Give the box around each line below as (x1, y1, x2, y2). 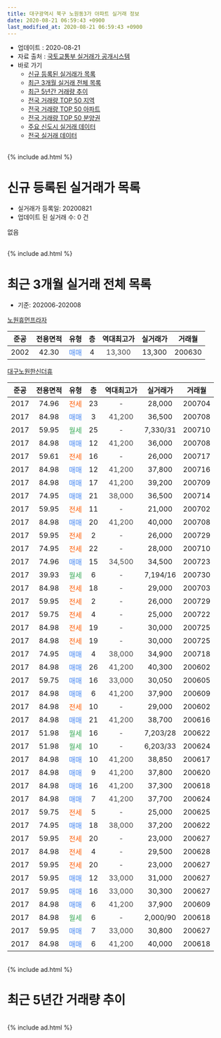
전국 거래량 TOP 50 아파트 (27, 105, 100, 113)
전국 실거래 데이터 (27, 131, 77, 140)
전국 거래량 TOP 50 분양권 (27, 114, 100, 122)
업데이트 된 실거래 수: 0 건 (17, 213, 89, 221)
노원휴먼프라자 (7, 316, 48, 324)
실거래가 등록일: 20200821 (17, 205, 93, 213)
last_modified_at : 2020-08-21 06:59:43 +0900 (7, 23, 142, 30)
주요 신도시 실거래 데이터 (27, 122, 96, 131)
